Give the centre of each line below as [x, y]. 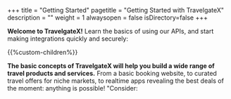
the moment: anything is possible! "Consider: [73, 88]
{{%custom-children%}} [43, 52]
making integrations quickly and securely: [68, 39]
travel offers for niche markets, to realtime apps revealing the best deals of [115, 81]
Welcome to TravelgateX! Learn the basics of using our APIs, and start [111, 31]
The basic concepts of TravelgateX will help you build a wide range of [111, 66]
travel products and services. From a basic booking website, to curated [112, 73]
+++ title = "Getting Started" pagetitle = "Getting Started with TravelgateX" [115, 10]
